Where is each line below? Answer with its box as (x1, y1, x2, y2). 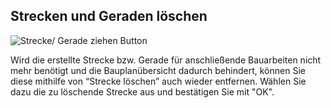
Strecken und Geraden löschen (10, 8, 208, 25)
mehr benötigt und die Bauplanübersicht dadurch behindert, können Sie (10, 64, 306, 76)
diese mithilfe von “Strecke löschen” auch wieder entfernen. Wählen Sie (10, 75, 307, 87)
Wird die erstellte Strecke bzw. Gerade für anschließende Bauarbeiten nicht (10, 54, 322, 66)
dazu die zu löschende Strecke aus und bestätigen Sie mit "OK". (10, 85, 275, 98)
